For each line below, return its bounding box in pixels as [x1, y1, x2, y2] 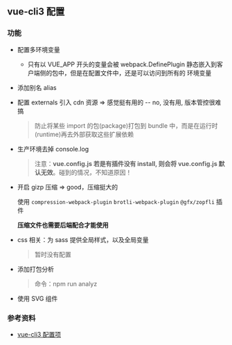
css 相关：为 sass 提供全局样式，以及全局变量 [17, 235, 149, 243]
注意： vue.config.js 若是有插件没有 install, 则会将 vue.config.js [34, 159, 217, 167]
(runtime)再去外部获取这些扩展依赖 [34, 130, 134, 138]
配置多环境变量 [17, 45, 60, 53]
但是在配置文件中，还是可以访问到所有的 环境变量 [70, 68, 212, 77]
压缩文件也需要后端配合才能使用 [17, 221, 109, 229]
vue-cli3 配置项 [17, 330, 61, 338]
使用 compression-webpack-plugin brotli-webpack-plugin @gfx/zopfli [17, 197, 215, 205]
